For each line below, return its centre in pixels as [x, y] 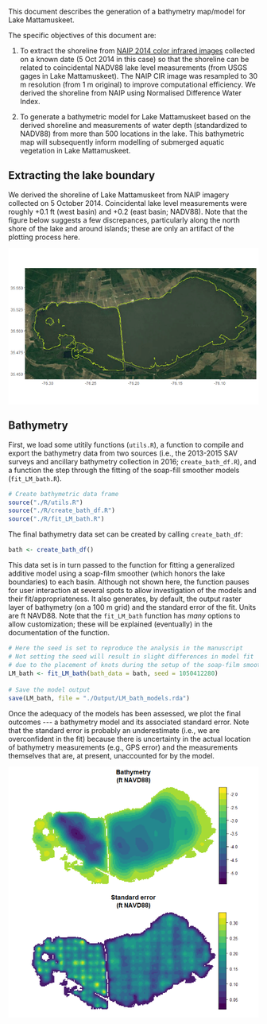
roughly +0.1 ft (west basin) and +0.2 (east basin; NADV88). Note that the [128, 211]
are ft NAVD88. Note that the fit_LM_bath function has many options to [124, 616]
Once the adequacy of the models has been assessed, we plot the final [124, 714]
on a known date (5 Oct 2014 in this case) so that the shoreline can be [134, 59]
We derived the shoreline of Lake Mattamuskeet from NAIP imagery [119, 195]
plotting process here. [44, 237]
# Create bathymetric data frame [64, 494]
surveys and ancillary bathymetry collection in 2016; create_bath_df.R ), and [132, 461]
